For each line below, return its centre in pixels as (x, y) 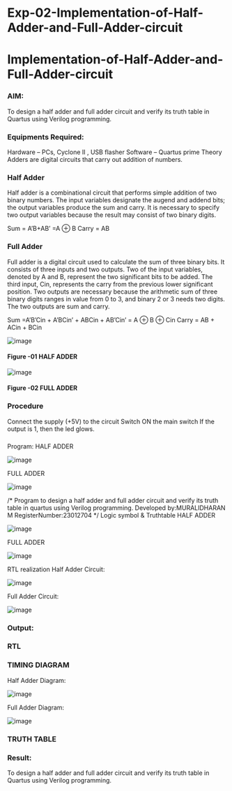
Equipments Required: (46, 137)
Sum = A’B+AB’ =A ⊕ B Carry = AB (59, 229)
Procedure (25, 406)
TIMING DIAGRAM (38, 665)
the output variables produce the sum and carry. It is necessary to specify (114, 208)
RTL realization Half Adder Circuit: (56, 569)
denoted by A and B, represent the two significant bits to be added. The (110, 276)
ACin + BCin (25, 327)
